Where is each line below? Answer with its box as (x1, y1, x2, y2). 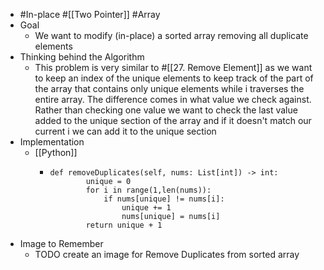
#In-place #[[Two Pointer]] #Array (19, 9, 161, 20)
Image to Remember (19, 238, 104, 249)
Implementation (19, 136, 85, 148)
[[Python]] (34, 147, 78, 158)
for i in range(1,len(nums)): (85, 185, 212, 195)
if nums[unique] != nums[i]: (103, 194, 225, 204)
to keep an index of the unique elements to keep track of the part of (34, 72, 314, 84)
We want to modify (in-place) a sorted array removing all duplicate (34, 30, 309, 41)
